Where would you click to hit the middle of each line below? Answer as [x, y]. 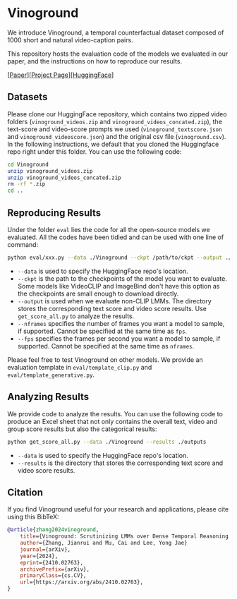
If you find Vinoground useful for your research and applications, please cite [118, 509]
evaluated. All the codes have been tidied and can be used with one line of [116, 237]
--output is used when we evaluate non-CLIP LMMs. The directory [114, 301]
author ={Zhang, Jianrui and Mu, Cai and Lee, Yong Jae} [104, 543]
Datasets [28, 97]
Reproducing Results [54, 213]
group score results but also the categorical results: [82, 429]
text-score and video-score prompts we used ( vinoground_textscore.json [115, 129]
